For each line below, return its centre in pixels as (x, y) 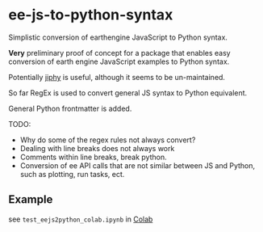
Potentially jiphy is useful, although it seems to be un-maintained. (117, 77)
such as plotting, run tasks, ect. (72, 174)
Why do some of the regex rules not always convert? (108, 140)
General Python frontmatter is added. (70, 108)
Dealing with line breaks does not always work (97, 148)
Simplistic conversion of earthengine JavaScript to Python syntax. (118, 37)
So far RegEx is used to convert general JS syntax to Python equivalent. (128, 93)
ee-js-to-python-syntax (91, 15)
